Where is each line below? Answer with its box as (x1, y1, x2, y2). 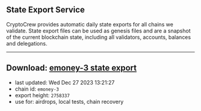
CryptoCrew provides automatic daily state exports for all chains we (6, 20, 173, 28)
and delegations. (6, 40, 48, 47)
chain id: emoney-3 (14, 85, 59, 92)
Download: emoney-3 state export (6, 63, 137, 73)
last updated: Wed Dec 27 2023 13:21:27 (14, 79, 115, 86)
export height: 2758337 (14, 91, 70, 98)
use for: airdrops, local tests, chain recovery (14, 98, 124, 105)
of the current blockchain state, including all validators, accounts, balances (6, 33, 191, 41)
